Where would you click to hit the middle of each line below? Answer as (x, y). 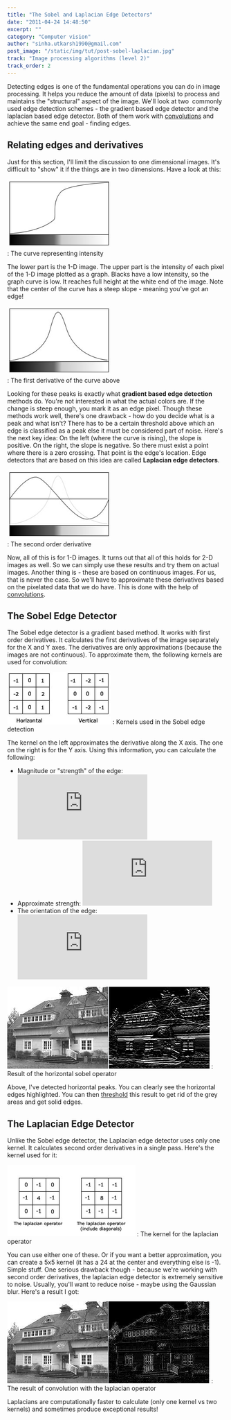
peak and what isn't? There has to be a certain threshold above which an (111, 423)
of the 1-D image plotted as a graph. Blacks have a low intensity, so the (108, 274)
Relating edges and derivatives (75, 145)
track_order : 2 (29, 66)
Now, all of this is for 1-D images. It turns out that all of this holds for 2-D (110, 557)
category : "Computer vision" (49, 37)
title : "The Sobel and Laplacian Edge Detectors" (80, 15)
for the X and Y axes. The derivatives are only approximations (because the (115, 648)
